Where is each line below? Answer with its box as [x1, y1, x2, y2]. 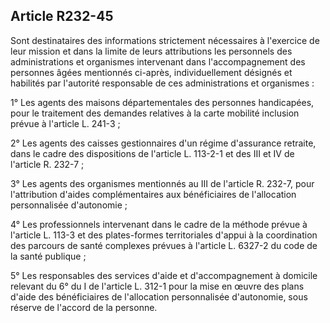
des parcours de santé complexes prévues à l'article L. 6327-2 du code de [10, 239, 318, 251]
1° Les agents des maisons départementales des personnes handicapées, [10, 96, 315, 108]
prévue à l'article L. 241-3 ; [10, 117, 121, 129]
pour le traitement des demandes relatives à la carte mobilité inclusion [10, 107, 300, 119]
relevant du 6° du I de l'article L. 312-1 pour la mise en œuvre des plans [10, 280, 305, 292]
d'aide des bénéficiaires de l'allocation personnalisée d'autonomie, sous [10, 290, 308, 303]
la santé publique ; [10, 250, 87, 262]
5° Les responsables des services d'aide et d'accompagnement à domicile [10, 269, 318, 281]
